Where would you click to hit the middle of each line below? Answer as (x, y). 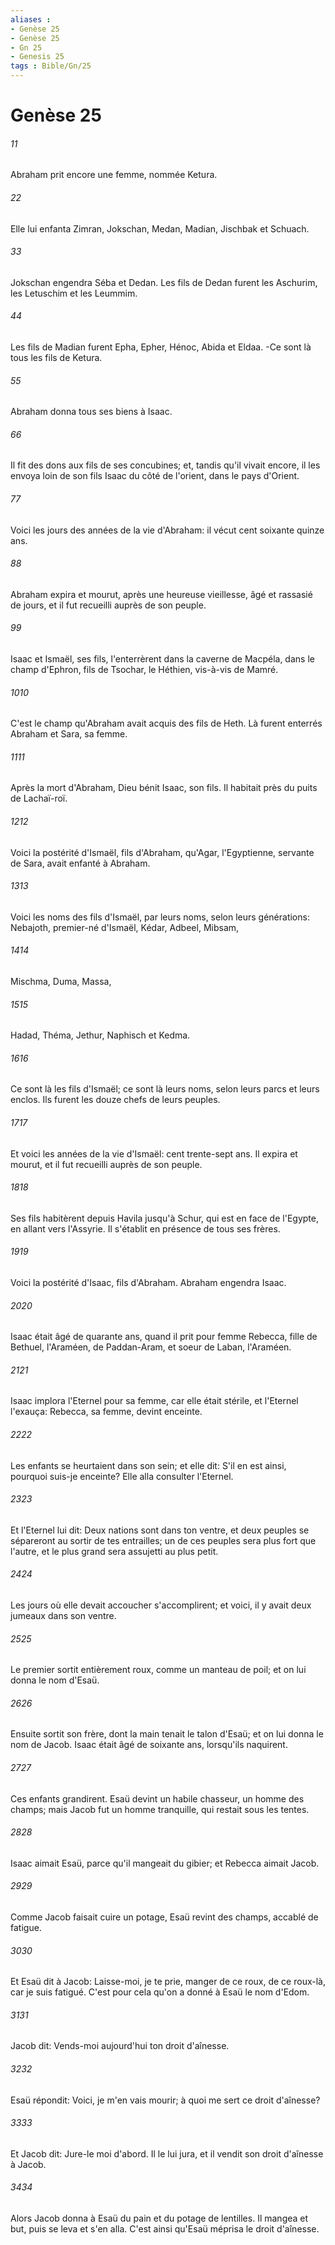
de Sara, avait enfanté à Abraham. (80, 863)
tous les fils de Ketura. (56, 357)
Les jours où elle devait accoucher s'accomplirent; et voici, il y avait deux (161, 1605)
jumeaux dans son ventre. (63, 1616)
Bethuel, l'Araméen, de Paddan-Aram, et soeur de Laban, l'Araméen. (151, 1347)
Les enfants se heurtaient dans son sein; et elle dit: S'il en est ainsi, (148, 1465)
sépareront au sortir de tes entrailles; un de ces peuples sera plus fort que (163, 1540)
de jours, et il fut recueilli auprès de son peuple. (108, 605)
